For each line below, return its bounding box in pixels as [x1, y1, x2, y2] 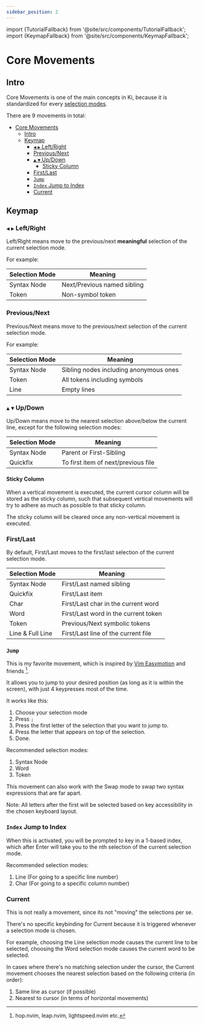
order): [6, 976, 24, 983]
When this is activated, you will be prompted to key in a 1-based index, [6, 837, 183, 844]
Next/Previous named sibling [61, 281, 144, 289]
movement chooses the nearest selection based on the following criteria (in [6, 970, 195, 977]
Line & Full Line [9, 629, 53, 638]
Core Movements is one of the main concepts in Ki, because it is [6, 94, 168, 101]
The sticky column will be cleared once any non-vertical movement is [6, 513, 180, 521]
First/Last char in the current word [61, 600, 159, 608]
